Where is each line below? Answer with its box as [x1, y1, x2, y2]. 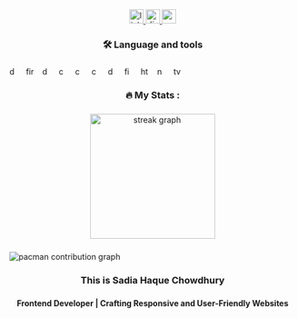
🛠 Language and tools [102, 38, 204, 51]
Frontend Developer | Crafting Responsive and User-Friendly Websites [16, 298, 289, 309]
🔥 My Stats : [125, 88, 180, 101]
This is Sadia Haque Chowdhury [80, 273, 225, 286]
